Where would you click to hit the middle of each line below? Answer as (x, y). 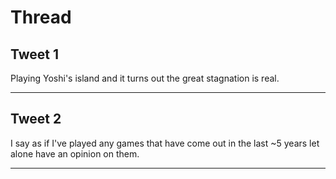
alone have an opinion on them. (75, 153)
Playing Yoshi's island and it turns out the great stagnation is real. (145, 78)
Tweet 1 (35, 54)
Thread (41, 17)
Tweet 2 (36, 119)
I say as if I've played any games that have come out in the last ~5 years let (165, 143)
